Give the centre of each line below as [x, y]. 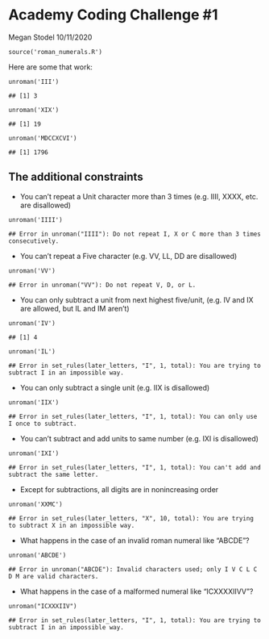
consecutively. [34, 241]
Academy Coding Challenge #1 [113, 15]
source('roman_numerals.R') [56, 52]
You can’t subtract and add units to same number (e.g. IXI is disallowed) [139, 438]
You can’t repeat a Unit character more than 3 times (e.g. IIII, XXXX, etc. [139, 196]
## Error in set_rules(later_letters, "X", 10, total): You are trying [131, 518]
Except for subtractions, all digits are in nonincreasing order [119, 489]
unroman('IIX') [34, 402]
